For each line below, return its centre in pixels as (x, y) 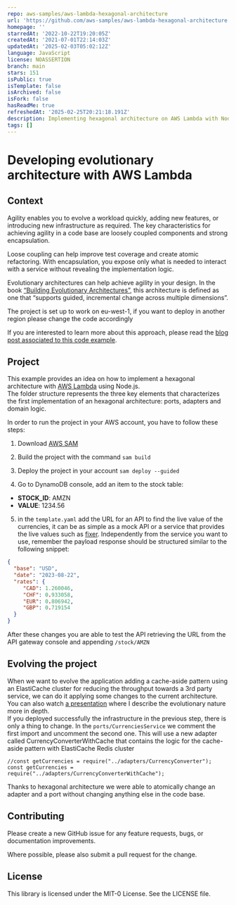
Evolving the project (52, 664)
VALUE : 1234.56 (41, 506)
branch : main (26, 66)
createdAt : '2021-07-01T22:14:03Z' (59, 40)
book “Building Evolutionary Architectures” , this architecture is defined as (113, 290)
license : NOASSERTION (39, 60)
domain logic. (27, 408)
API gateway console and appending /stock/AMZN (78, 642)
